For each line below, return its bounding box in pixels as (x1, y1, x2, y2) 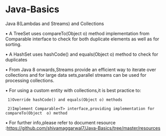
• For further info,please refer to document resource (5, 119, 116, 126)
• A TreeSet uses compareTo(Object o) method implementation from (5, 30, 150, 36)
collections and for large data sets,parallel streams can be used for (5, 72, 147, 78)
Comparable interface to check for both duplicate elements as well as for (5, 36, 160, 42)
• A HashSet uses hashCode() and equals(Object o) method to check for (5, 51, 158, 57)
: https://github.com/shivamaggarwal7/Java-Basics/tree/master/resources (5, 125, 160, 131)
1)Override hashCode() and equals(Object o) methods (7, 97, 123, 102)
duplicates (5, 56, 28, 62)
